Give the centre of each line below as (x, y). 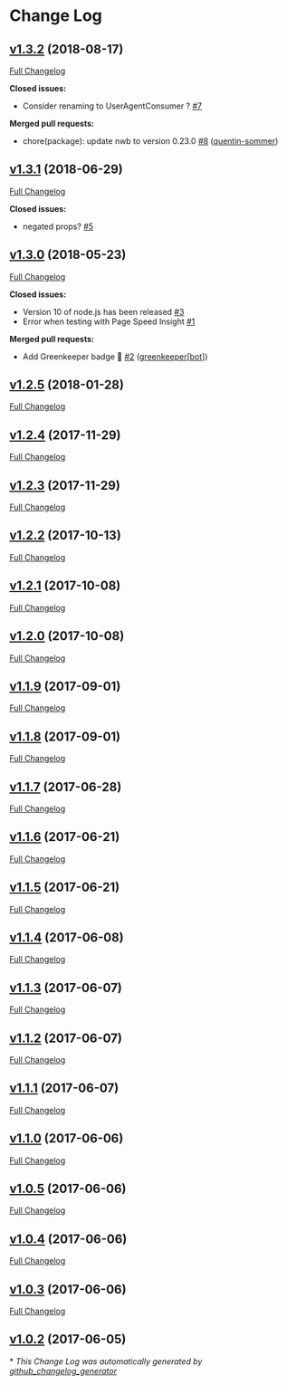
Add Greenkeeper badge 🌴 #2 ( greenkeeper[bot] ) (115, 356)
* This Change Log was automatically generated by (106, 1361)
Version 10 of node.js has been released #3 (103, 311)
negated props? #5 (58, 226)
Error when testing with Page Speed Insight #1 (109, 321)
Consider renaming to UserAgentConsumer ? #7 (112, 106)
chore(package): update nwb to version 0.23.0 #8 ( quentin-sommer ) (150, 141)
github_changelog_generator (63, 1371)
